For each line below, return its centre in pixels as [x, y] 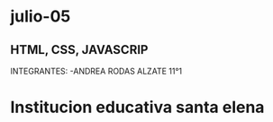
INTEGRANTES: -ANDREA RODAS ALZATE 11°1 [96, 71]
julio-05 [41, 17]
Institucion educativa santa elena [137, 107]
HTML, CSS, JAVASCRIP [79, 50]
